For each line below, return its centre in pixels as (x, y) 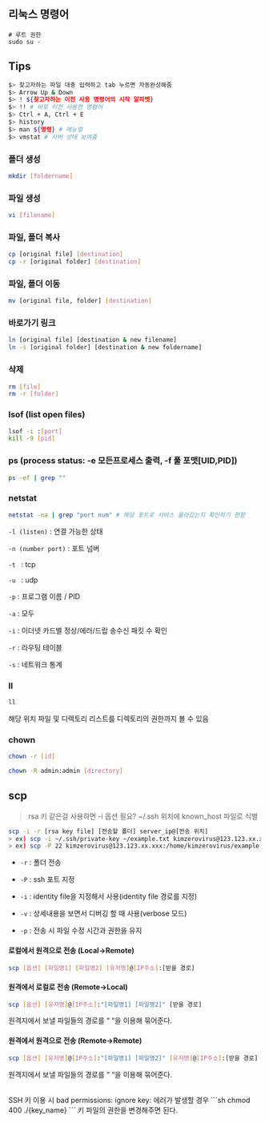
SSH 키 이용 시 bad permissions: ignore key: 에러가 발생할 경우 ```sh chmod (129, 1100)
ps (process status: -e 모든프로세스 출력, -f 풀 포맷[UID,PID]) (123, 461)
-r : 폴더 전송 (40, 863)
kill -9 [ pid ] (32, 439)
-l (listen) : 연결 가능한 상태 (56, 531)
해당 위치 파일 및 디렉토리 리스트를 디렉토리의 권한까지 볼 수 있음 (109, 718)
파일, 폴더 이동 (34, 284)
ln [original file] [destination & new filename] (93, 340)
